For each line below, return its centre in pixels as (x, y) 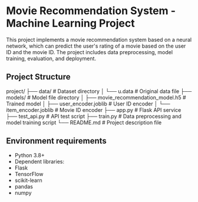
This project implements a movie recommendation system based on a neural (99, 39)
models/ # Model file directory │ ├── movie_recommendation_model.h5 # (96, 97)
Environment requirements (57, 141)
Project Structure (38, 77)
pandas (24, 186)
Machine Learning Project (71, 23)
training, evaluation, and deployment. (51, 58)
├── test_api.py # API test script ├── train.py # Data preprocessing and (94, 116)
